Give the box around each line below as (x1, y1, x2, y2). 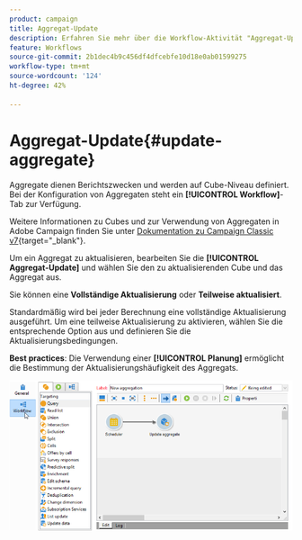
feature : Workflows (9, 43, 83, 52)
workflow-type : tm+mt (9, 62, 91, 71)
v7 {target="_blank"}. (9, 235, 86, 246)
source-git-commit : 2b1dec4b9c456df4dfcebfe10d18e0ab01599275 (9, 52, 247, 62)
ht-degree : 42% (9, 81, 67, 90)
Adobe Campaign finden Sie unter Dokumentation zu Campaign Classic (9, 225, 274, 236)
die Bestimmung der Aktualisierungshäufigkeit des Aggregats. (9, 362, 239, 373)
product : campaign (9, 14, 78, 23)
